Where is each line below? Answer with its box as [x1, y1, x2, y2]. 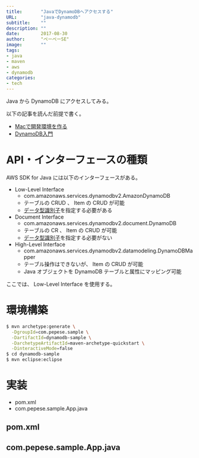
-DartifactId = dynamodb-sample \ [11, 334, 92, 340]
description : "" [6, 25, 46, 31]
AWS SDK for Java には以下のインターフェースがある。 [6, 173, 141, 181]
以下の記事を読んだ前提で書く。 [6, 110, 84, 117]
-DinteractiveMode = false [11, 346, 73, 352]
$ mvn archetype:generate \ [6, 323, 76, 330]
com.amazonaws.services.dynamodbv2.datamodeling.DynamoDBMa [23, 247, 193, 254]
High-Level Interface [14, 241, 65, 248]
